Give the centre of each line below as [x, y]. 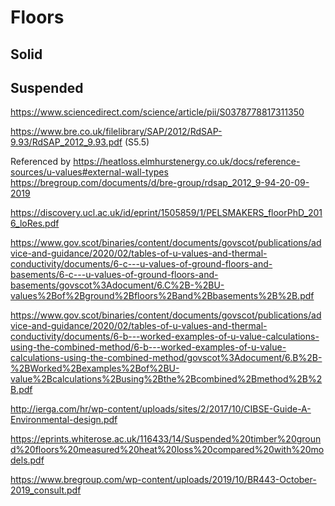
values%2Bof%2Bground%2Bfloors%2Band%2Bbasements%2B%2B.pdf [162, 296]
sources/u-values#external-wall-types [89, 172]
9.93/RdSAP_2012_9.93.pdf [66, 142]
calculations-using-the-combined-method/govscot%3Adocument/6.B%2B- [166, 358]
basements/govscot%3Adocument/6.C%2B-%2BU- [117, 285]
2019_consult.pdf [46, 490]
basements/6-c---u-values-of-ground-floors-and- [114, 275]
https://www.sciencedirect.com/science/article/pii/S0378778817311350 [157, 112]
